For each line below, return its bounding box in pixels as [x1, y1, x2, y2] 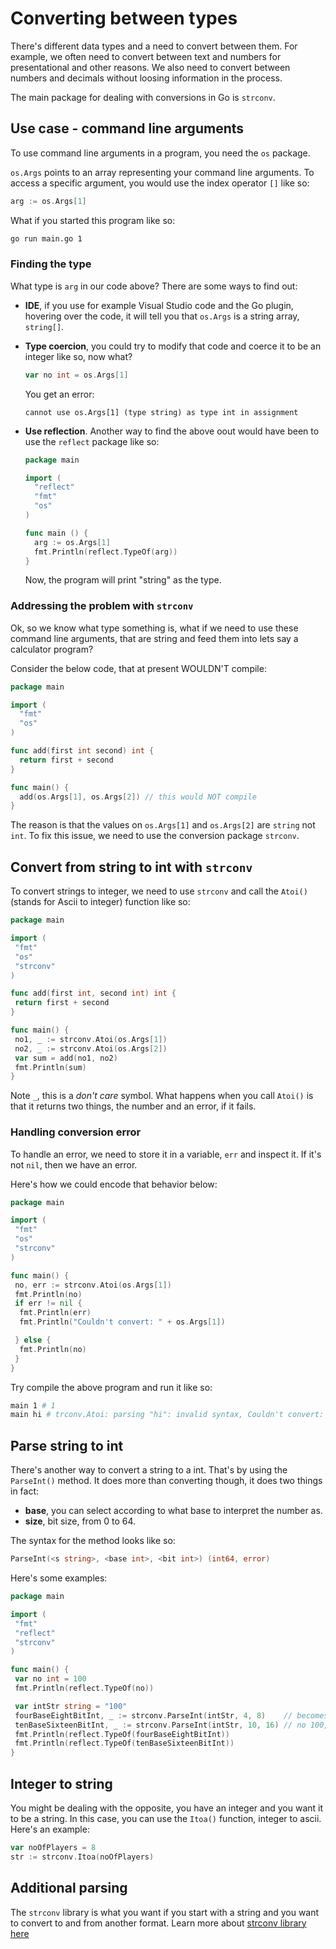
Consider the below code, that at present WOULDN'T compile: [10, 662, 267, 674]
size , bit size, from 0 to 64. [24, 1515, 137, 1527]
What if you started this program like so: [10, 214, 176, 226]
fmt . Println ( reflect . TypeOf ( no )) [14, 1683, 155, 1694]
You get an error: [24, 388, 95, 400]
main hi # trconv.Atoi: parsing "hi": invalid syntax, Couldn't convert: [10, 1410, 325, 1420]
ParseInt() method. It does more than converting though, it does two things [10, 1475, 323, 1487]
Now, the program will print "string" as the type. [24, 574, 222, 586]
